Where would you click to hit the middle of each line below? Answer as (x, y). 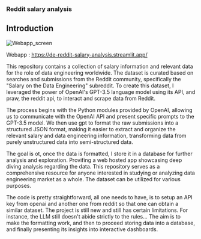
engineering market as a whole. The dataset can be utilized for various (94, 179)
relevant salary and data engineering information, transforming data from (97, 135)
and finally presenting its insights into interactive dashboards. (82, 229)
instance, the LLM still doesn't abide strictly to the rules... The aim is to (94, 216)
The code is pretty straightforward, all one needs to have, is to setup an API (100, 197)
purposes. (19, 185)
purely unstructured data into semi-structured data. (70, 142)
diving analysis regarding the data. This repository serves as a (83, 166)
